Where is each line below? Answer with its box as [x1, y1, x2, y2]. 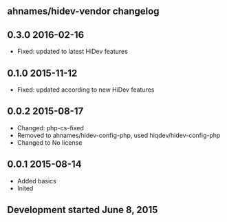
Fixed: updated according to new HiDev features [17, 85, 155, 94]
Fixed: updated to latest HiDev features [17, 48, 129, 56]
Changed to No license [17, 138, 83, 147]
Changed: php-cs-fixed [17, 123, 85, 132]
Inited [17, 184, 34, 192]
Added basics [17, 176, 57, 185]
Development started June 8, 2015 [7, 204, 158, 216]
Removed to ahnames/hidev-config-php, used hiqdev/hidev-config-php [17, 131, 221, 139]
